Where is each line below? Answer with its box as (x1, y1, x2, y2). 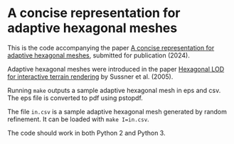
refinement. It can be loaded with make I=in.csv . (7, 115, 149, 123)
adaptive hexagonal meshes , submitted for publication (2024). (7, 51, 190, 60)
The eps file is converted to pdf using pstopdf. (7, 94, 144, 102)
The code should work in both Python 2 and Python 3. (7, 128, 166, 137)
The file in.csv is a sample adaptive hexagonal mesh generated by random (7, 107, 228, 116)
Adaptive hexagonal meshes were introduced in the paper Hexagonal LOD (7, 65, 225, 73)
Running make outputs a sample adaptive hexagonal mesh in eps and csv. (7, 86, 221, 94)
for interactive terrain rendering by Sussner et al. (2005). (7, 72, 174, 81)
